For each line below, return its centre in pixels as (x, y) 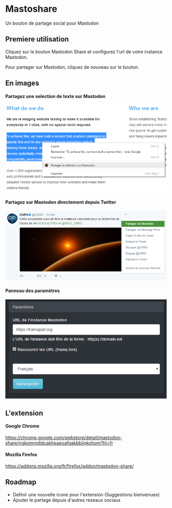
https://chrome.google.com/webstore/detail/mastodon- (64, 437)
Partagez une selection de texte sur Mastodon (56, 96)
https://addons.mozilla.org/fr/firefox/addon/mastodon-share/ (70, 466)
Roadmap (21, 482)
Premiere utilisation (37, 39)
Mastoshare (31, 9)
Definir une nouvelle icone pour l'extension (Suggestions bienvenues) (86, 494)
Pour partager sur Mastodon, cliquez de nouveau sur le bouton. (72, 67)
